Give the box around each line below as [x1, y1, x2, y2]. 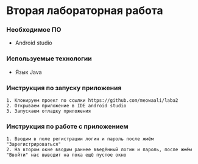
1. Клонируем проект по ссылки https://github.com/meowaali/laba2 [6, 98, 179, 104]
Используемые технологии [6, 54, 93, 63]
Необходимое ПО [6, 26, 62, 34]
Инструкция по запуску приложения [6, 84, 122, 92]
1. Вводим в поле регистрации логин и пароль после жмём [6, 136, 154, 142]
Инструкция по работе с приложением [6, 123, 129, 130]
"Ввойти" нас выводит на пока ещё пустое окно [6, 152, 127, 159]
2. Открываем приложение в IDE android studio [6, 103, 127, 109]
